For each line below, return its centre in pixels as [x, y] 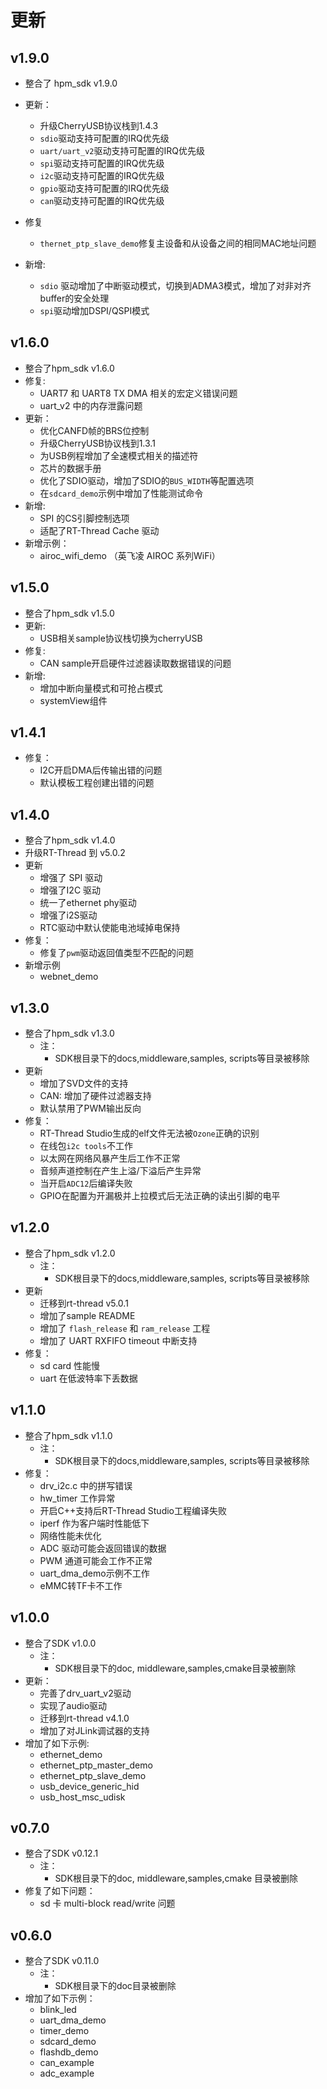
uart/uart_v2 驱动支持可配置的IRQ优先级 [122, 150]
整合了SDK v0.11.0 [62, 1961]
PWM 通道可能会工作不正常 [96, 1560]
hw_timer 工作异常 [77, 1498]
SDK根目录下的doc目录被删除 [115, 1986]
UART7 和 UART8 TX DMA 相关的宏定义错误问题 [138, 393]
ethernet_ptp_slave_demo [93, 1775]
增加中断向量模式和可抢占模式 [101, 688]
